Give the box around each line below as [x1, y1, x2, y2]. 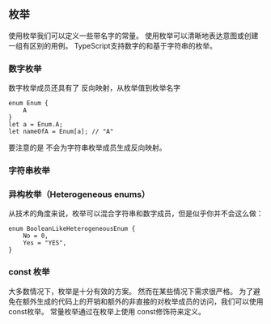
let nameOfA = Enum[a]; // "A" [8, 128, 114, 136]
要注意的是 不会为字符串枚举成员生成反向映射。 [8, 143, 167, 152]
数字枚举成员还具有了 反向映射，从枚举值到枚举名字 [8, 83, 180, 93]
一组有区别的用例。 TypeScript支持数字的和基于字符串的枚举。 [8, 40, 217, 50]
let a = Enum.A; [8, 121, 63, 129]
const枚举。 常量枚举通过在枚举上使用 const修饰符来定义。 [8, 306, 206, 316]
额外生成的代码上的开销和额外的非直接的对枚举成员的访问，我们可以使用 [22, 296, 264, 306]
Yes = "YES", [23, 239, 67, 247]
